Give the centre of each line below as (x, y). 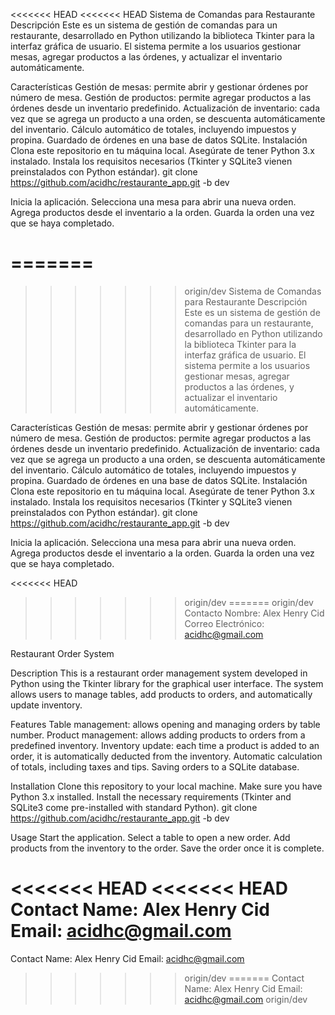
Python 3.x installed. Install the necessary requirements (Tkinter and (151, 796)
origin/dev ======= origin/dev (249, 602)
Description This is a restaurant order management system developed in (159, 673)
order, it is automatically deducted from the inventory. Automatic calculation (166, 756)
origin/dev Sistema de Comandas (253, 291)
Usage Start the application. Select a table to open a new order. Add (150, 837)
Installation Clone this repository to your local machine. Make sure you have (166, 786)
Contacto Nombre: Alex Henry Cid (254, 613)
